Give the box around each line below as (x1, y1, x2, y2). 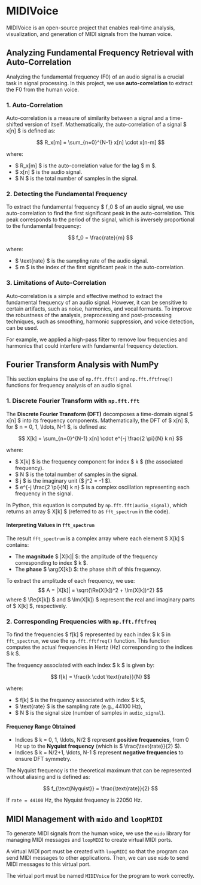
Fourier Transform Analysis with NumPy (6, 360, 159, 370)
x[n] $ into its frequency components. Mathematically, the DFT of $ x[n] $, (6, 417, 190, 424)
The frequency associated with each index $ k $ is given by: (6, 661, 155, 669)
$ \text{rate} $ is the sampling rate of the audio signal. (14, 257, 148, 264)
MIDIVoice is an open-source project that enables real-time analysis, (6, 24, 175, 31)
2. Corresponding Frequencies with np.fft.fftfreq (6, 617, 157, 625)
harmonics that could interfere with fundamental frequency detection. (6, 342, 178, 349)
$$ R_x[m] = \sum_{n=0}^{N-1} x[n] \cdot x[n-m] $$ (36, 139, 165, 146)
